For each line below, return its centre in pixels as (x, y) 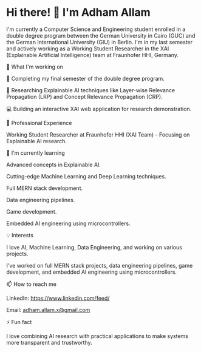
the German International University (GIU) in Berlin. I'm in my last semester (100, 42)
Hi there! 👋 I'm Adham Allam (78, 12)
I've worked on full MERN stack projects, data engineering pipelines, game (100, 265)
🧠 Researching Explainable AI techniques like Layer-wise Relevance (91, 90)
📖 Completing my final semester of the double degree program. (86, 78)
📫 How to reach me (31, 284)
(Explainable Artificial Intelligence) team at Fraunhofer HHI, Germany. (93, 55)
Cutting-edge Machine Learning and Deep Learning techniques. (86, 176)
